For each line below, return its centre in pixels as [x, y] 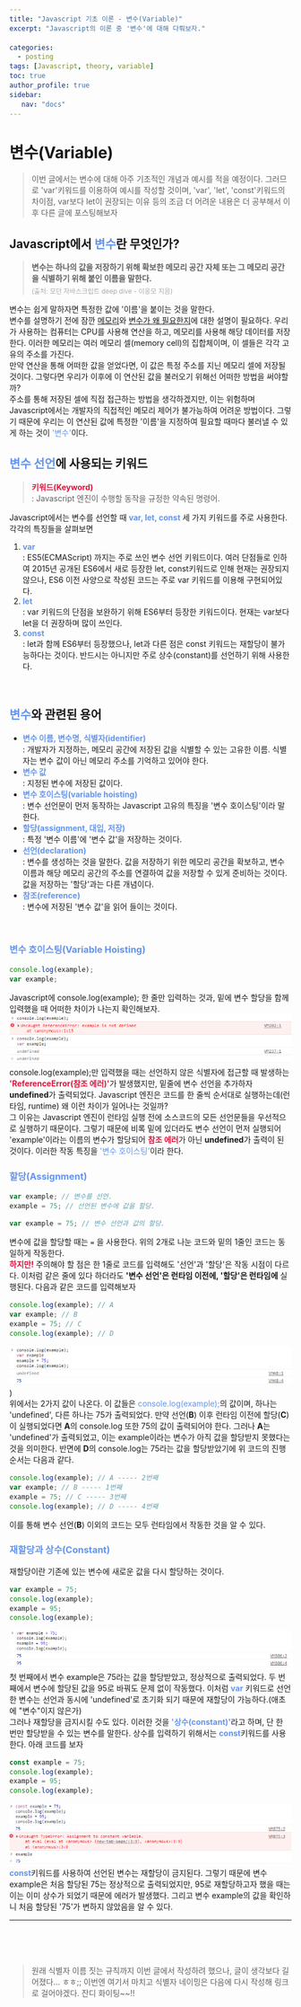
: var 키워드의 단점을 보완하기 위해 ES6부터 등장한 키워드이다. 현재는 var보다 [155, 612]
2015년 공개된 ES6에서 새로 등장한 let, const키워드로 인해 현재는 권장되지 [160, 568]
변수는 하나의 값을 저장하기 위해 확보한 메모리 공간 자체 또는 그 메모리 [150, 267]
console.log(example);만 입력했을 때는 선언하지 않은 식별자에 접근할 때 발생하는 [149, 1073]
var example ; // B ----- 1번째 [66, 1487]
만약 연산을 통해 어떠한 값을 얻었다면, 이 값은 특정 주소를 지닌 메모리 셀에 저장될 [148, 366]
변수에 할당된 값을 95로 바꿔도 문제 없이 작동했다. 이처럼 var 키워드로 [154, 1688]
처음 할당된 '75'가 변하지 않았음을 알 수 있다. [95, 1907]
